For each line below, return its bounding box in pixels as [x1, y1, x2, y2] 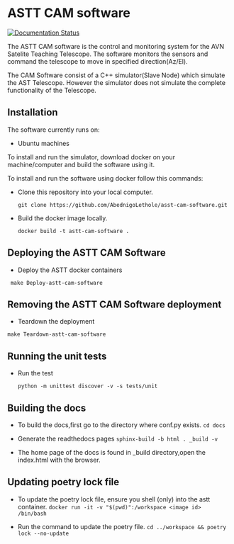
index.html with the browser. [17, 455, 101, 464]
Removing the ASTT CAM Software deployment [7, 298, 222, 310]
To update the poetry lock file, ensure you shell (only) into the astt [17, 494, 211, 504]
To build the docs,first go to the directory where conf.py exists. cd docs [17, 421, 225, 429]
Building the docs [7, 402, 87, 414]
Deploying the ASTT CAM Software [7, 246, 166, 259]
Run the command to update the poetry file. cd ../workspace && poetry [17, 522, 227, 531]
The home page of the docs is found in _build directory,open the [17, 448, 206, 456]
